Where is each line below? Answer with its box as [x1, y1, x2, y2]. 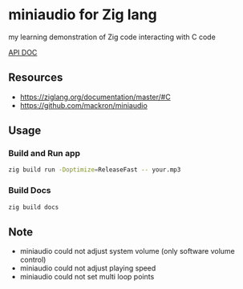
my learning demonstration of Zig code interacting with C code [8, 32, 217, 42]
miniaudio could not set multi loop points [19, 272, 155, 282]
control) [19, 255, 47, 265]
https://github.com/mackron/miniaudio [19, 100, 148, 110]
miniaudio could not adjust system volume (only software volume [19, 247, 235, 256]
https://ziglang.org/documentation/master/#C [19, 92, 171, 102]
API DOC [8, 47, 38, 57]
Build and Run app [8, 148, 81, 159]
